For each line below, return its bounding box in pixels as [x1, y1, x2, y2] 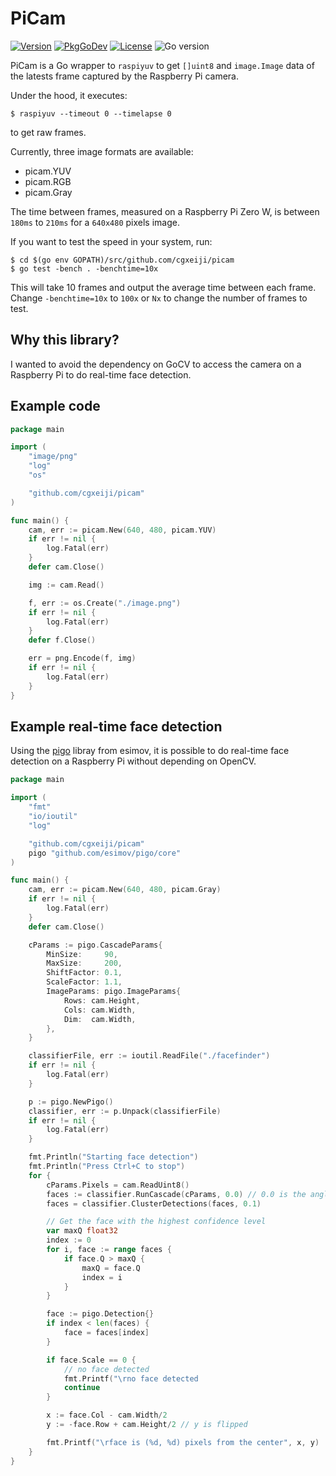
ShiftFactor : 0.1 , [46, 968, 123, 978]
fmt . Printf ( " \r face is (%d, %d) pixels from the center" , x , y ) [46, 1437, 320, 1447]
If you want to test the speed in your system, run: [10, 235, 213, 247]
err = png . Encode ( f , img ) [28, 653, 137, 664]
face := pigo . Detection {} [46, 1309, 155, 1319]
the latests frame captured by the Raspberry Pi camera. [10, 70, 239, 82]
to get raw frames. [10, 126, 87, 138]
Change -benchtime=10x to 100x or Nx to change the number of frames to [10, 292, 308, 304]
